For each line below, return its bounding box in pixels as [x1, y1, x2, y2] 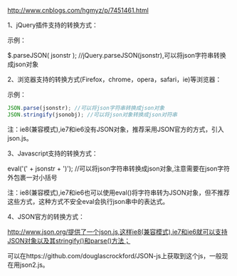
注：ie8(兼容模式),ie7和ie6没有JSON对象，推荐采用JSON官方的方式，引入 [7, 125, 224, 133]
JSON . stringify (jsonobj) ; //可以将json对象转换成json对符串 [7, 111, 178, 118]
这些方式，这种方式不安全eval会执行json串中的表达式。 [7, 197, 169, 205]
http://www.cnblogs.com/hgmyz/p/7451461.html [7, 6, 149, 14]
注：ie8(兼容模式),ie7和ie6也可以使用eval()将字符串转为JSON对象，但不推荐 [7, 188, 230, 197]
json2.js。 [19, 260, 49, 269]
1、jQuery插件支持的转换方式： [7, 21, 98, 29]
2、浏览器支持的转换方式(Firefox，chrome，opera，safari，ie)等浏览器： [7, 75, 222, 83]
